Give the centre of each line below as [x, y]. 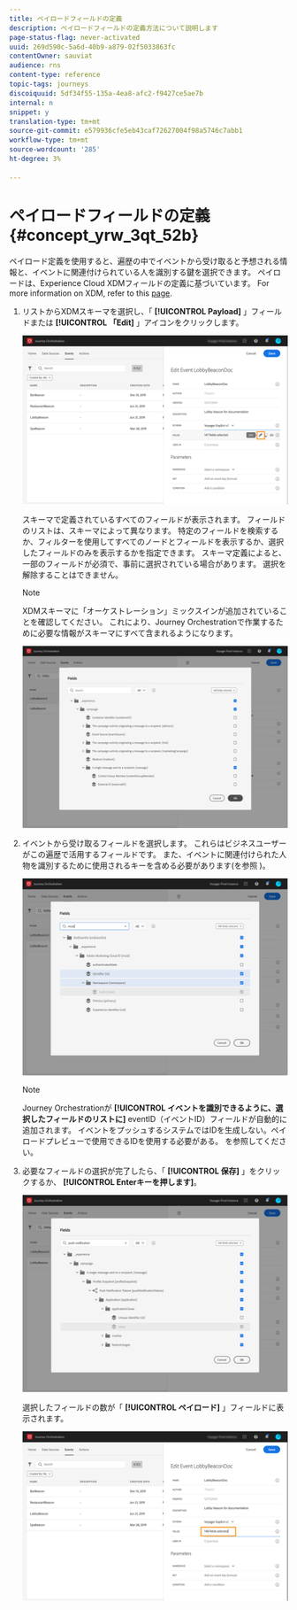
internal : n [31, 103]
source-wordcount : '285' [55, 150]
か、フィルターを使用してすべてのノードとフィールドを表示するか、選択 [153, 542]
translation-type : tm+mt [55, 121]
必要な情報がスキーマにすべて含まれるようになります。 [137, 633]
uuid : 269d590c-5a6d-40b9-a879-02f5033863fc [92, 47]
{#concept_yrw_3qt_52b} [104, 235]
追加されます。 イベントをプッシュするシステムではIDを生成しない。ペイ [154, 1130]
